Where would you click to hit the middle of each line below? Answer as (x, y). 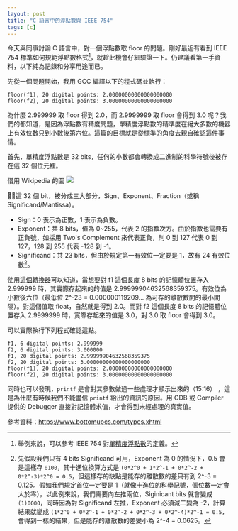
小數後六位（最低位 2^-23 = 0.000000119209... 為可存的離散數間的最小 (111, 297)
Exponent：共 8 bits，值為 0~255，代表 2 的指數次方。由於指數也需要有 (123, 229)
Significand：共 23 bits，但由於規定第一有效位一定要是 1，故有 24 (114, 256)
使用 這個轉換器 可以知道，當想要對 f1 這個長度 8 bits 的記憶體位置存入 (108, 279)
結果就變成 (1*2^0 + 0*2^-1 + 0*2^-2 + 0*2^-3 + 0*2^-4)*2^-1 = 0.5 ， (123, 511)
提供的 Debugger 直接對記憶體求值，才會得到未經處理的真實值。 (101, 406)
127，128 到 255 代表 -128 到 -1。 (66, 246)
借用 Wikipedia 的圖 (36, 181)
